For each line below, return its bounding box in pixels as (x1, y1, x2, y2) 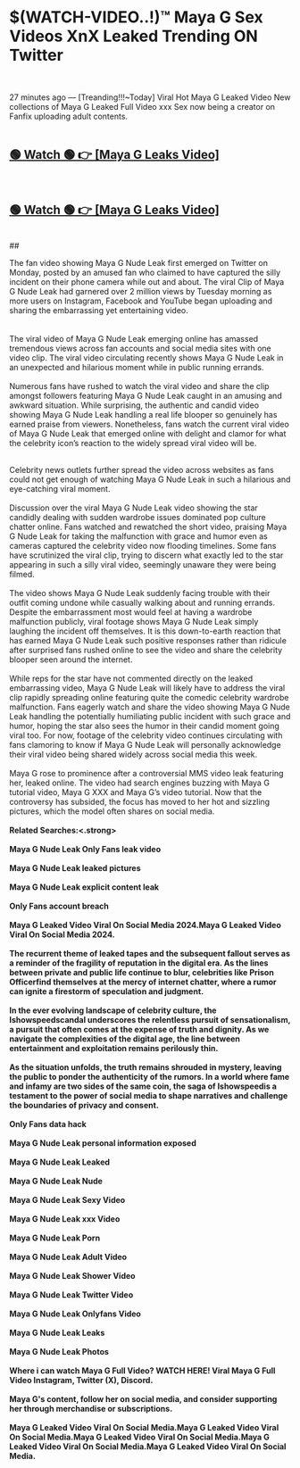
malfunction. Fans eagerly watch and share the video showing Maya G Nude (9, 701, 290, 712)
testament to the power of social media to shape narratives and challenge (9, 1090, 288, 1100)
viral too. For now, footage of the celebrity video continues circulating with (9, 730, 283, 741)
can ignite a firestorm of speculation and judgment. (9, 985, 204, 997)
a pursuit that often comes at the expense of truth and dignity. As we (9, 1024, 270, 1034)
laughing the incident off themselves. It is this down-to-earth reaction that (9, 626, 281, 636)
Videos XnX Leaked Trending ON (9, 26, 259, 46)
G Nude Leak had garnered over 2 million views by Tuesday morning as (9, 286, 272, 296)
